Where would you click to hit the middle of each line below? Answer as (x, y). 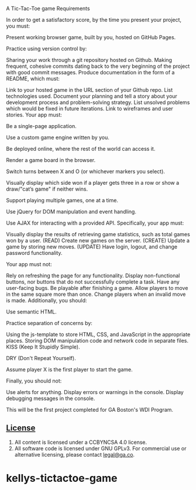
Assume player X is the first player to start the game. (69, 370)
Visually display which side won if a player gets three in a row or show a (93, 183)
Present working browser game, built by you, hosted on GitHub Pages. (91, 37)
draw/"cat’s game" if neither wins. (47, 189)
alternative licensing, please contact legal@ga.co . (75, 454)
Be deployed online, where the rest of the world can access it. (81, 149)
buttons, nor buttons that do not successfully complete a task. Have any (93, 282)
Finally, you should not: (34, 381)
